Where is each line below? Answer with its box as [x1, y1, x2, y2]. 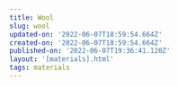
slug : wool [9, 21, 50, 30]
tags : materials [9, 64, 70, 73]
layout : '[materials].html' [9, 55, 115, 64]
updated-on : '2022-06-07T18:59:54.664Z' [9, 30, 164, 39]
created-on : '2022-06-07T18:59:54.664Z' [9, 38, 164, 47]
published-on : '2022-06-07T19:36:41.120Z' [9, 47, 171, 56]
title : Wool [9, 13, 54, 22]
